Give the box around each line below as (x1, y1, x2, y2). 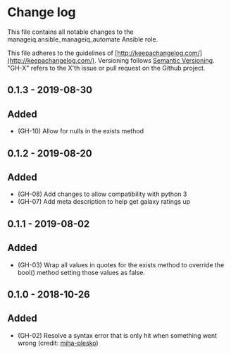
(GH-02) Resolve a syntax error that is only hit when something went (17, 331, 217, 339)
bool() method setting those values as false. (17, 268, 146, 276)
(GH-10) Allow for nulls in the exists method (17, 127, 144, 135)
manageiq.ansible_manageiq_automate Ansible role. (7, 35, 158, 43)
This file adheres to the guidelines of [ (7, 49, 118, 57)
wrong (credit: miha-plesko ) (17, 338, 99, 347)
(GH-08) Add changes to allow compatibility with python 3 (17, 190, 187, 198)
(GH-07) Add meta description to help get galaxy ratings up (17, 197, 191, 206)
